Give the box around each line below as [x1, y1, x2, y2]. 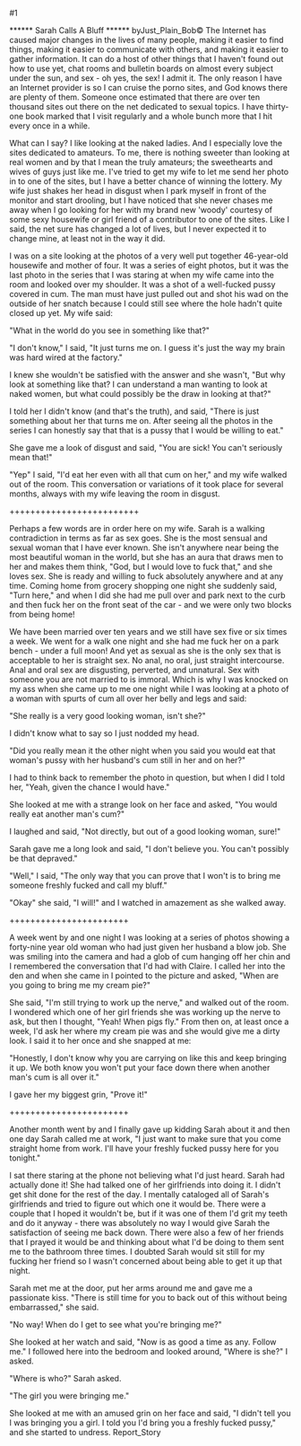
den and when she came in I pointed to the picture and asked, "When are [9, 970, 279, 981]
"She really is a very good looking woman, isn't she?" [9, 711, 206, 721]
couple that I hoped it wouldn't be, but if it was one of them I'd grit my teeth [9, 1208, 288, 1219]
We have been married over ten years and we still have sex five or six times [9, 627, 288, 636]
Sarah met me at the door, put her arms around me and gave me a [9, 1283, 254, 1293]
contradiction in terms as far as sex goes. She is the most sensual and [9, 533, 268, 543]
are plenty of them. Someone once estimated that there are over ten [9, 92, 261, 102]
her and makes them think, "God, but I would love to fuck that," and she [9, 561, 273, 572]
